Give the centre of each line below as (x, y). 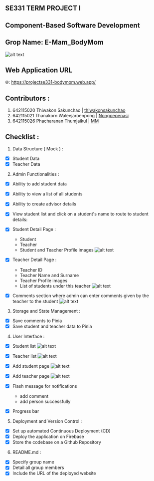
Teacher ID (31, 270)
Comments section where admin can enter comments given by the (81, 296)
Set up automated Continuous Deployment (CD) (61, 431)
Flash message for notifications (45, 386)
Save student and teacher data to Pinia (52, 326)
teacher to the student (35, 301)
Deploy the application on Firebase (48, 437)
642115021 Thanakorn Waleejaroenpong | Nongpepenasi (70, 116)
